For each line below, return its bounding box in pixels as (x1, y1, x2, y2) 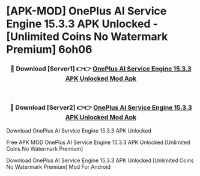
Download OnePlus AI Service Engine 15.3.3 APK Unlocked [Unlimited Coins (6, 157, 194, 164)
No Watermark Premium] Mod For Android (6, 163, 111, 170)
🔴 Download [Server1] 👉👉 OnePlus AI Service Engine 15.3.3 (10, 64, 192, 73)
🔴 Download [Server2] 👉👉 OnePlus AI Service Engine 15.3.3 (10, 104, 192, 112)
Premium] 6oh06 (6, 43, 92, 57)
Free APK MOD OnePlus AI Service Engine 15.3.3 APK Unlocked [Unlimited (6, 139, 190, 146)
